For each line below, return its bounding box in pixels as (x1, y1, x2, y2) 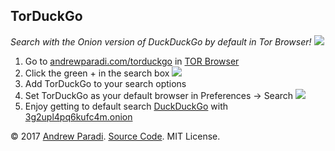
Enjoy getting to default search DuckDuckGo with (24, 100, 229, 112)
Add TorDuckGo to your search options (24, 77, 187, 89)
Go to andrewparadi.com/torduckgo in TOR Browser (24, 55, 240, 67)
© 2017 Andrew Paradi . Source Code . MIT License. (10, 130, 221, 142)
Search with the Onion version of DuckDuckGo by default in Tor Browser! (10, 35, 312, 48)
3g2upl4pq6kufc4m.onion (24, 110, 133, 123)
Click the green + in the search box (24, 67, 170, 79)
